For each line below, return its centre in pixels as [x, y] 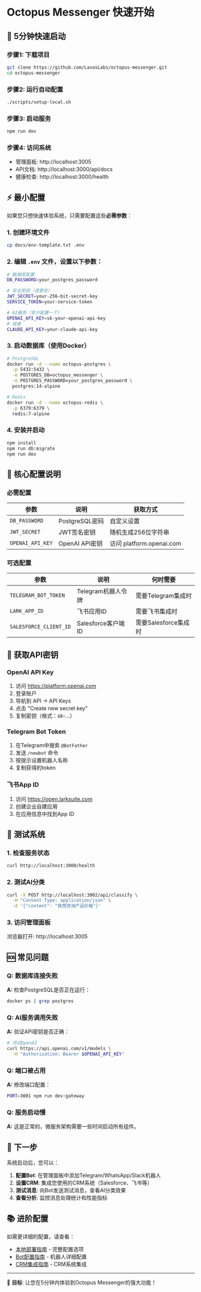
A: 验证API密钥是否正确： [38, 1032]
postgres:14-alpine [36, 386]
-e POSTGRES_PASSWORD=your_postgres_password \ [72, 381]
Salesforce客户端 [101, 624]
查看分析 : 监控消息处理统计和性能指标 [61, 1198]
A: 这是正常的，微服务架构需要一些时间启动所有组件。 [73, 1127]
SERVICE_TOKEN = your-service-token [50, 302]
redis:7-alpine [31, 414]
